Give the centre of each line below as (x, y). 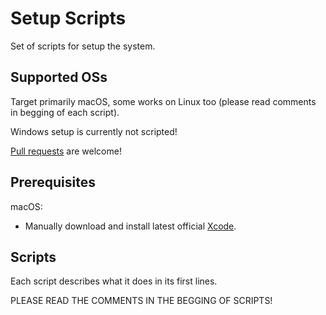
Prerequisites (53, 182)
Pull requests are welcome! (66, 151)
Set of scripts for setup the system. (83, 46)
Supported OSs (59, 77)
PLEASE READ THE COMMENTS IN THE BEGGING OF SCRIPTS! (141, 301)
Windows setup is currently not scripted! (94, 131)
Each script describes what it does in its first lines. (114, 281)
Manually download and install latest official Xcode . (130, 226)
